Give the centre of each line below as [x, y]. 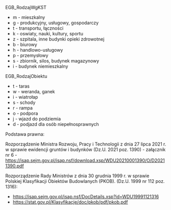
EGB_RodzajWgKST [26, 7]
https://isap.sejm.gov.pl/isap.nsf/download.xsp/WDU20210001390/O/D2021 [85, 160]
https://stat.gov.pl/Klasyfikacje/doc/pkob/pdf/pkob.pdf [70, 202]
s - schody [24, 102]
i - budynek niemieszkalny [40, 66]
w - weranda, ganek [34, 91]
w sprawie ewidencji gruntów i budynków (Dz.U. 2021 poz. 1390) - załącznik [86, 150]
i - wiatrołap [25, 97]
